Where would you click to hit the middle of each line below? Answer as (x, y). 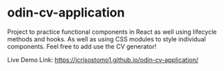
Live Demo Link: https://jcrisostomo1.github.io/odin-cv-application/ (103, 59)
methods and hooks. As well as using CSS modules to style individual (107, 39)
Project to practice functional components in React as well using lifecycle (112, 32)
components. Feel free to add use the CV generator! (82, 46)
